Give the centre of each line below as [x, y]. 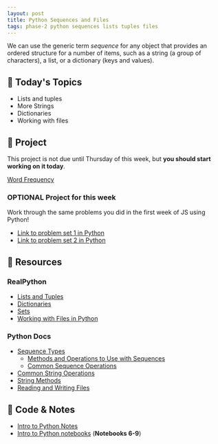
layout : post [26, 13]
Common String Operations [56, 373]
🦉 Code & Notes [41, 409]
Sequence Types [41, 351]
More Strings [35, 106]
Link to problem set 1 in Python [61, 233]
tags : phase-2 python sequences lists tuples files [83, 26]
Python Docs [29, 336]
